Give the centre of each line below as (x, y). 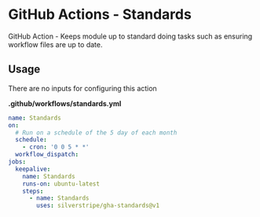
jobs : (17, 162)
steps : (33, 191)
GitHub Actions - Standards (100, 15)
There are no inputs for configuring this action (82, 88)
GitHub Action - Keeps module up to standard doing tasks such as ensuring (130, 36)
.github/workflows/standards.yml (65, 103)
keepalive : (33, 169)
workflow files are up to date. (55, 44)
